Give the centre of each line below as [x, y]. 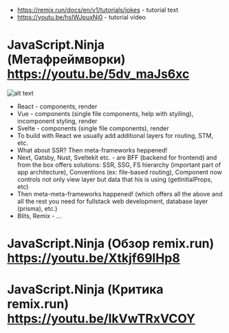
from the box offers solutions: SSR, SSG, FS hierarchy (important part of [119, 165]
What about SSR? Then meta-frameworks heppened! [92, 150]
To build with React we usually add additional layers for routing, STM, [115, 135]
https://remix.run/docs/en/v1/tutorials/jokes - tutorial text [98, 10]
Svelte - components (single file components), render [93, 128]
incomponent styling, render [57, 121]
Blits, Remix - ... [39, 216]
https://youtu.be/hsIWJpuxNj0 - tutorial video [81, 17]
